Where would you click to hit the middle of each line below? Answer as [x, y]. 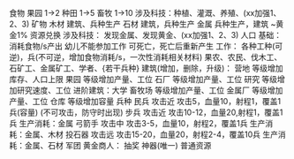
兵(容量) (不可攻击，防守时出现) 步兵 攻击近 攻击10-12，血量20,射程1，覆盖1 [146, 112]
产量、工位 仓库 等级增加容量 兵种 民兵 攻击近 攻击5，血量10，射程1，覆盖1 [145, 101]
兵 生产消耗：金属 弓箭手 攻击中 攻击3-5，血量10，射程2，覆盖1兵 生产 [137, 123]
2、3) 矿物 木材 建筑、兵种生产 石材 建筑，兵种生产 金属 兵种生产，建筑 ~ [143, 24]
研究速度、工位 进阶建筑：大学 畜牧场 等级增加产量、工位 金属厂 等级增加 [150, 90]
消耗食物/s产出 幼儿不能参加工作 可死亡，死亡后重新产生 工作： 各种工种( [142, 46]
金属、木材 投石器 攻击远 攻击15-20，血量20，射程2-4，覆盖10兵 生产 [151, 134]
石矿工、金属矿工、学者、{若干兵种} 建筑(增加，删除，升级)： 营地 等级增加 [146, 68]
